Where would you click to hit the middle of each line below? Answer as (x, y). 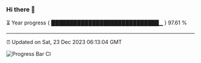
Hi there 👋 (21, 10)
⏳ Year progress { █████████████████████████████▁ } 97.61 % (97, 23)
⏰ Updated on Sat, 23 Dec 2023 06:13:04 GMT (64, 42)
